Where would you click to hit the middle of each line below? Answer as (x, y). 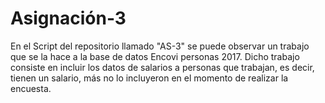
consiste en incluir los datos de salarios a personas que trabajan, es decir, (162, 67)
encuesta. (31, 88)
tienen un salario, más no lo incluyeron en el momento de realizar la (149, 78)
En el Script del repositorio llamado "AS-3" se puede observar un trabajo (160, 46)
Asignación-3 (68, 18)
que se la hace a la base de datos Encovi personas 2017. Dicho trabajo (155, 56)
